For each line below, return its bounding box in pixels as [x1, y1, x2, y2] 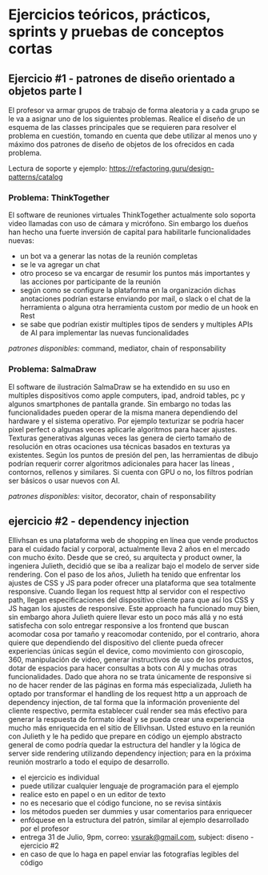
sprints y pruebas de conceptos [8, 22, 225, 41]
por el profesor [19, 824, 70, 833]
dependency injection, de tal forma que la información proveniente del [8, 698, 240, 707]
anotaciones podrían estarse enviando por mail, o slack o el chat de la [19, 294, 251, 304]
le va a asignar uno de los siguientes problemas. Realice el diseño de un [8, 114, 246, 124]
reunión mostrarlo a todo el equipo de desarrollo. [8, 757, 170, 767]
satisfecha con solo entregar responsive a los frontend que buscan [8, 621, 230, 630]
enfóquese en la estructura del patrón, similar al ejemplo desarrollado [19, 816, 250, 825]
